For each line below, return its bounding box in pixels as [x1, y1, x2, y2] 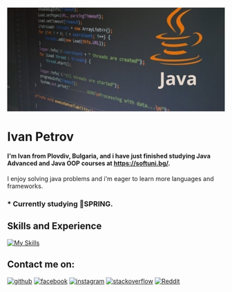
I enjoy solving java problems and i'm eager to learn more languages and [7, 175, 214, 183]
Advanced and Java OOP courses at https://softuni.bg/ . [7, 159, 171, 167]
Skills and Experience [7, 220, 102, 232]
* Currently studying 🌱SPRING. [7, 199, 113, 209]
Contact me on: [7, 259, 75, 271]
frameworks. [7, 182, 43, 190]
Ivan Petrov [7, 129, 74, 145]
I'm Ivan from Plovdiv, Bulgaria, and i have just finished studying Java [7, 152, 211, 160]
